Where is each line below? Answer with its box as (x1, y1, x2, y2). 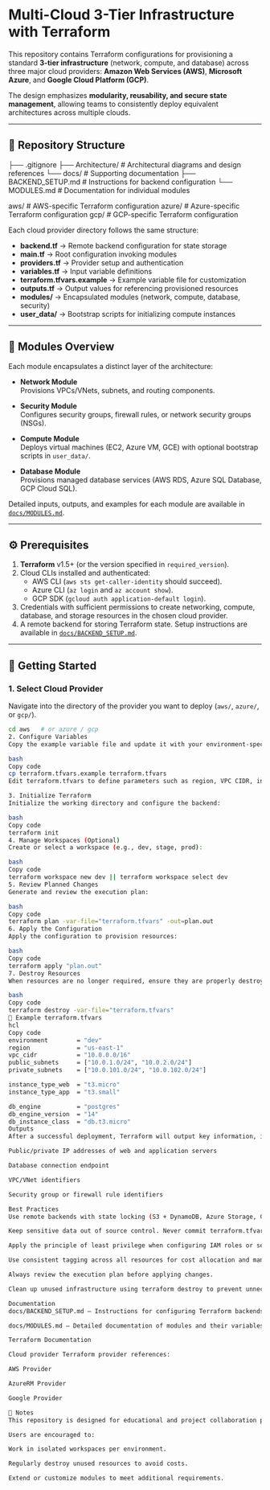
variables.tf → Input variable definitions (19, 266, 153, 276)
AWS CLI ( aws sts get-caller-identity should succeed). (31, 577, 223, 586)
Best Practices (8, 1205, 59, 1213)
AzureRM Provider (8, 1380, 67, 1388)
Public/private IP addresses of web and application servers (8, 1147, 218, 1155)
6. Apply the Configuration (8, 925, 103, 934)
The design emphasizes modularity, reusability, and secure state (8, 90, 227, 100)
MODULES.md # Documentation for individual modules (8, 185, 190, 195)
